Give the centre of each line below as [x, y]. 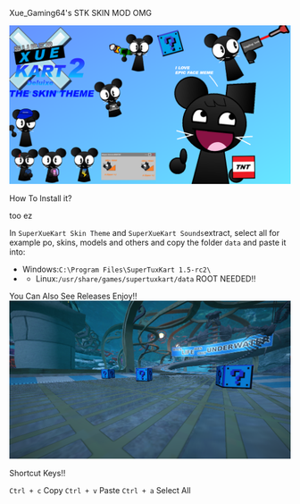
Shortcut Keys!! [37, 473]
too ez [21, 215]
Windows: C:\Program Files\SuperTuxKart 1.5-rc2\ [117, 269]
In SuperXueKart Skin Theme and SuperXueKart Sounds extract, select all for [144, 232]
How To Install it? [41, 198]
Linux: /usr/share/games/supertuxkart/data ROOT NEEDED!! [146, 278]
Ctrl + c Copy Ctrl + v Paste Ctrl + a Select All [100, 490]
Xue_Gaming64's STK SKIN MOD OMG [81, 13]
